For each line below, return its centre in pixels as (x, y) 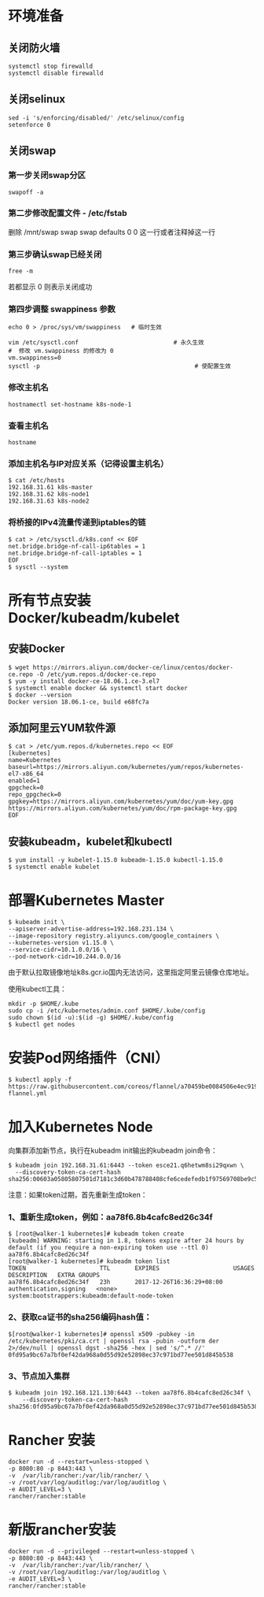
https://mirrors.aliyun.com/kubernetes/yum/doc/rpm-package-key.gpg (123, 808)
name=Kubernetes (35, 760)
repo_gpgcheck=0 (35, 795)
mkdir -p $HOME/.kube (44, 1004)
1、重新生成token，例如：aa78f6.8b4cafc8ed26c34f (111, 1216)
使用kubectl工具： (37, 989)
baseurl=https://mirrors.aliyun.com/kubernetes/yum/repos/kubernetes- (126, 767)
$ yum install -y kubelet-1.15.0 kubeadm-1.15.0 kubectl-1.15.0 (115, 860)
